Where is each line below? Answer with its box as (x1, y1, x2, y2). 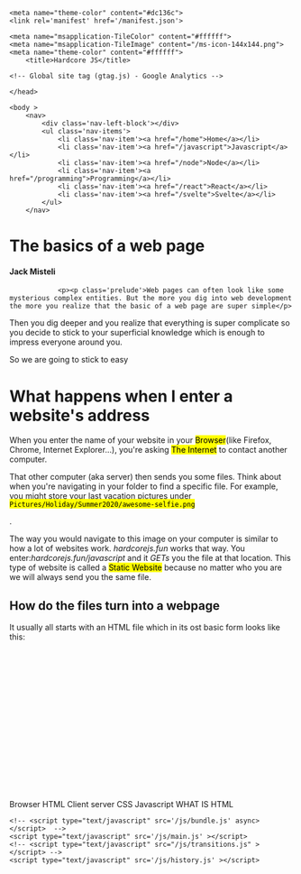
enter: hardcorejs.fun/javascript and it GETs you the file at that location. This (9, 553, 291, 564)
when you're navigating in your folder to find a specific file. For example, (9, 481, 278, 492)
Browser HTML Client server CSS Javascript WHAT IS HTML (9, 799, 234, 810)
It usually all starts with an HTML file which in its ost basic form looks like (9, 622, 281, 633)
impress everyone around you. (9, 336, 123, 347)
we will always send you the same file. (9, 572, 151, 583)
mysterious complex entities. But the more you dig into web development (9, 294, 293, 303)
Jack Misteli (9, 266, 56, 277)
